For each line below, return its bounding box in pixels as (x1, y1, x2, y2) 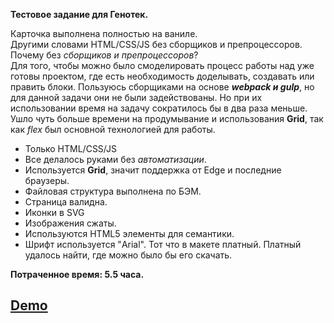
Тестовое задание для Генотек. (10, 9, 149, 20)
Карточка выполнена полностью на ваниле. (10, 28, 198, 39)
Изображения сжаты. (24, 217, 117, 229)
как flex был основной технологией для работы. (10, 124, 216, 135)
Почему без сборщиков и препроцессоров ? (10, 49, 199, 61)
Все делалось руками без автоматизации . (24, 154, 207, 165)
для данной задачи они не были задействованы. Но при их (10, 92, 263, 103)
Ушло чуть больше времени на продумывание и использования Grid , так (10, 113, 324, 124)
